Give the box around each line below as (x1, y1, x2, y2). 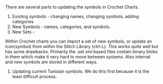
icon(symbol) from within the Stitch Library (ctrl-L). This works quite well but (5, 44, 159, 49)
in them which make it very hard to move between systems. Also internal (5, 54, 151, 60)
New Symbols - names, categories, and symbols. (12, 24, 111, 30)
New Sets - (12, 29, 35, 34)
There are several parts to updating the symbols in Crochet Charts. (5, 4, 139, 10)
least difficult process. (12, 74, 57, 79)
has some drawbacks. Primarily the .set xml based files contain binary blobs (5, 49, 158, 54)
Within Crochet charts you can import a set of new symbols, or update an (5, 38, 152, 44)
